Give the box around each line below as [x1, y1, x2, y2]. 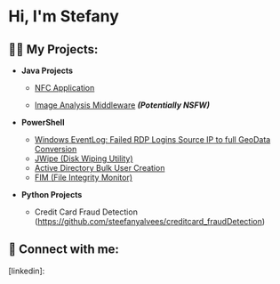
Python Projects [20, 190, 83, 199]
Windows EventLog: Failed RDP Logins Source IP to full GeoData [34, 134, 271, 144]
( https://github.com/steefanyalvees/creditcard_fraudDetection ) [34, 216, 266, 226]
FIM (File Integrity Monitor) [34, 172, 133, 183]
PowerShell [20, 118, 65, 127]
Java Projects [20, 65, 73, 76]
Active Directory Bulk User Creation [34, 163, 165, 173]
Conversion [34, 144, 77, 154]
